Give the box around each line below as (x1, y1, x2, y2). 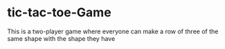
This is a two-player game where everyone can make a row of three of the (7, 27, 219, 35)
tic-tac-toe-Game (7, 5, 112, 20)
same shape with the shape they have (7, 34, 116, 42)
